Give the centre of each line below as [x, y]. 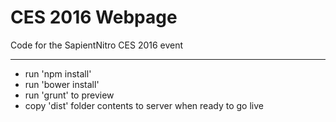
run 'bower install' [62, 84]
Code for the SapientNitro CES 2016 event [97, 45]
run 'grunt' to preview [69, 95]
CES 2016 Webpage [94, 17]
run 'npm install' [58, 73]
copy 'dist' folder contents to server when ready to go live [144, 105]
